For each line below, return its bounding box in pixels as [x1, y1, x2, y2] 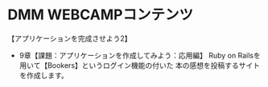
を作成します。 [19, 70, 69, 80]
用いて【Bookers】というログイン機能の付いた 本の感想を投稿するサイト [19, 60, 261, 70]
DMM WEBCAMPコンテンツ [7, 6, 194, 24]
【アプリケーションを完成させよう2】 [7, 34, 132, 43]
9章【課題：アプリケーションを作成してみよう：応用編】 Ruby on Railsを [19, 50, 261, 60]
